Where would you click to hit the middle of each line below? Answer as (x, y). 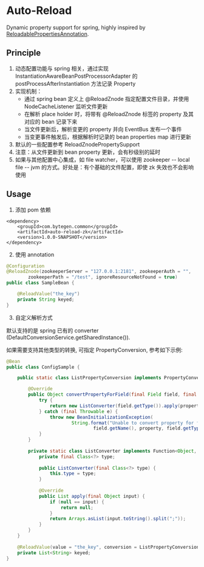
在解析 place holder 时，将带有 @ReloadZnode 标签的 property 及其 (109, 114)
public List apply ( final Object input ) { (92, 496)
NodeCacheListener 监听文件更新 (66, 106)
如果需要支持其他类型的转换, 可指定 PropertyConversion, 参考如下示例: (95, 349)
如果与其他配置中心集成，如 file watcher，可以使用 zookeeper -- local (102, 159)
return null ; (77, 507)
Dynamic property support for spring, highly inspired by (76, 27)
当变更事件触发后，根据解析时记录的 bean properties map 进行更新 (107, 137)
